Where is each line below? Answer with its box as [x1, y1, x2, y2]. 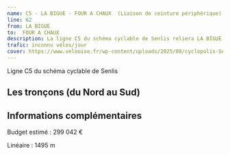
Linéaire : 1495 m [7, 141, 56, 150]
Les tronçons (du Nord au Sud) [7, 87, 140, 98]
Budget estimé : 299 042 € [7, 128, 84, 137]
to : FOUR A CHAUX [7, 29, 60, 36]
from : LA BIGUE [7, 23, 51, 29]
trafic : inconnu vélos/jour [7, 42, 88, 48]
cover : [7, 48, 26, 55]
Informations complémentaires [7, 110, 142, 122]
